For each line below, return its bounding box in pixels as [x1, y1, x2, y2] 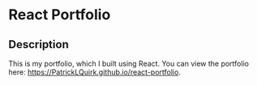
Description [8, 38, 69, 51]
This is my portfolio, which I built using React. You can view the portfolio [8, 59, 250, 68]
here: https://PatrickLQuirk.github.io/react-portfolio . [8, 67, 181, 77]
